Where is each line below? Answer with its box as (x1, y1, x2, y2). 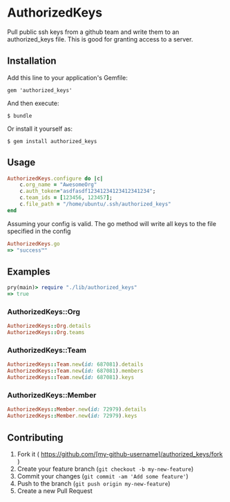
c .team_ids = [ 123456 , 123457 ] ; (19, 194, 113, 201)
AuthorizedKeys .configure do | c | (7, 175, 104, 182)
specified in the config (7, 227, 71, 235)
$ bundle (7, 112, 32, 119)
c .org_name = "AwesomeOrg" (19, 181, 97, 188)
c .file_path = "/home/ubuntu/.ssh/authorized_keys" (19, 201, 171, 208)
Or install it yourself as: (7, 124, 73, 133)
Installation (7, 55, 57, 67)
